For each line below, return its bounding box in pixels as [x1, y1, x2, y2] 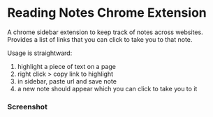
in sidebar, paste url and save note [17, 77, 117, 85]
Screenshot [7, 102, 47, 111]
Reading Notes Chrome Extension [7, 5, 207, 21]
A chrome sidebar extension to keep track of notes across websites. [7, 28, 204, 36]
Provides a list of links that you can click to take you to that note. [7, 35, 193, 43]
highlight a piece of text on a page [17, 62, 117, 70]
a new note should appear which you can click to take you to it [17, 84, 198, 93]
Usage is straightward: [7, 49, 73, 57]
